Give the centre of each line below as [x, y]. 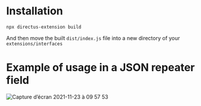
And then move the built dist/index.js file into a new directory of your [93, 38]
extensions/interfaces [34, 44]
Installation [35, 11]
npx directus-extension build [44, 27]
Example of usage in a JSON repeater [100, 68]
